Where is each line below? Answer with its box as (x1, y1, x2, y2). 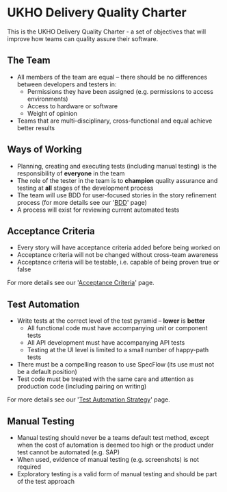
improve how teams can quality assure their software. (7, 34, 159, 42)
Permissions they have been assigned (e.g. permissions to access (27, 87, 214, 95)
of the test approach (16, 478, 75, 485)
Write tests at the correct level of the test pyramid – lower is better (16, 317, 205, 325)
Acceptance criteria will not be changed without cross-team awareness (16, 251, 219, 259)
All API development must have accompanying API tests (27, 339, 185, 347)
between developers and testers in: (16, 80, 117, 88)
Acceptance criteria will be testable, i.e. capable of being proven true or (16, 258, 220, 267)
